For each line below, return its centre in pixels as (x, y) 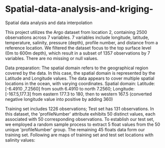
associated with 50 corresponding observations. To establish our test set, (80, 119)
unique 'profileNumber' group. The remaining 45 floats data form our (75, 129)
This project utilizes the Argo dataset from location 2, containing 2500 (76, 32)
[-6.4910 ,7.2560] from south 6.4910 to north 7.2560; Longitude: (70, 89)
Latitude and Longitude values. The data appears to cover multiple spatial (80, 78)
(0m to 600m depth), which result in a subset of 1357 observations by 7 (78, 53)
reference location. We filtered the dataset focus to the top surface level (78, 48)
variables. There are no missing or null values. (52, 58)
